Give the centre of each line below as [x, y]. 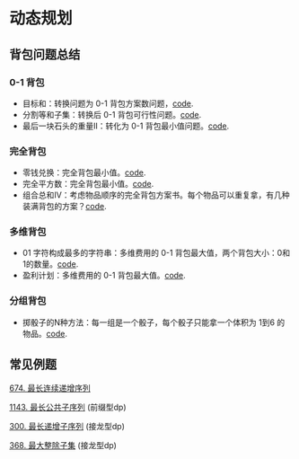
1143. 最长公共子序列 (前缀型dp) [68, 407]
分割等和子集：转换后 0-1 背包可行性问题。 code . [112, 114]
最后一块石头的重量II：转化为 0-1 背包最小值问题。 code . [126, 126]
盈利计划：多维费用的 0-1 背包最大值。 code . [104, 276]
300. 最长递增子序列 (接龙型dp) [67, 426]
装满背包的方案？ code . [64, 207]
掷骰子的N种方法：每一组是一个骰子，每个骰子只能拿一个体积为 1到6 [149, 322]
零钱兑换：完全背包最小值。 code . [84, 172]
